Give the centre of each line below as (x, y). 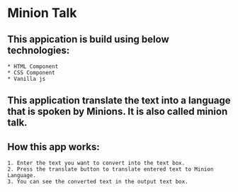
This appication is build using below (88, 39)
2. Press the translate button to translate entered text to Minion (110, 169)
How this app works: (54, 147)
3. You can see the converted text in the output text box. (98, 182)
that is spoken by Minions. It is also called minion (118, 112)
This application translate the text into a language (119, 101)
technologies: (39, 50)
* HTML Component (33, 67)
